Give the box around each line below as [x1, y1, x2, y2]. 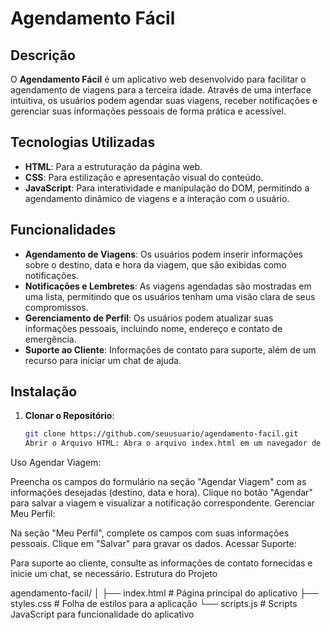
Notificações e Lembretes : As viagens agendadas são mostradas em [24, 280, 312, 292]
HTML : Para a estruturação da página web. [24, 160, 203, 172]
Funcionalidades [10, 222, 117, 239]
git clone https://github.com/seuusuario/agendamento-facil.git [24, 429, 299, 439]
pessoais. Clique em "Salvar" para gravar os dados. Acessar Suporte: [10, 538, 297, 550]
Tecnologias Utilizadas [10, 134, 156, 151]
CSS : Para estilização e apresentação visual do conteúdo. [24, 171, 264, 183]
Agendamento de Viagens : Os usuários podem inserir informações [24, 248, 303, 260]
